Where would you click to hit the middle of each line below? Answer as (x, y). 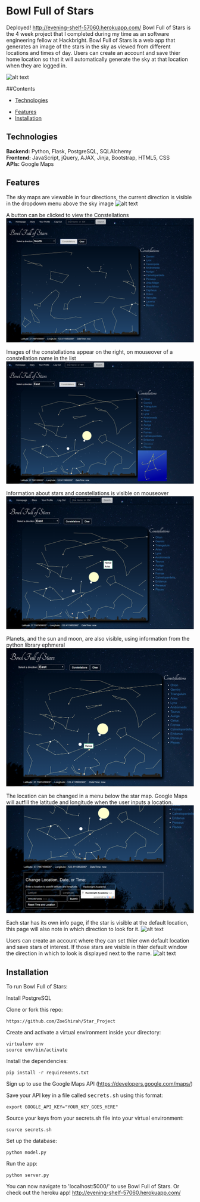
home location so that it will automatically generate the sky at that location (97, 59)
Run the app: (22, 1164)
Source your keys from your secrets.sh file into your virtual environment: (95, 1118)
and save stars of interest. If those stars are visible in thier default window (97, 947)
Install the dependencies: (37, 1061)
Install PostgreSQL (29, 998)
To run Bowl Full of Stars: (37, 987)
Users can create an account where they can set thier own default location (98, 941)
